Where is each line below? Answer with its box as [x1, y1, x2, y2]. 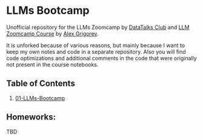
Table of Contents [6, 78, 76, 89]
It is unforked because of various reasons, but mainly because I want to [6, 42, 185, 49]
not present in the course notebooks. [6, 61, 99, 68]
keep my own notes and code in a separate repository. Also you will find [6, 48, 186, 55]
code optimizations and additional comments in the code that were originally [6, 54, 197, 62]
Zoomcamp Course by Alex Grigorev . [6, 30, 99, 37]
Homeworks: [6, 112, 56, 122]
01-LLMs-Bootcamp [15, 94, 65, 101]
